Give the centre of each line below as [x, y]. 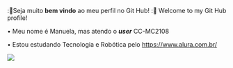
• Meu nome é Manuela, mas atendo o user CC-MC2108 [88, 31]
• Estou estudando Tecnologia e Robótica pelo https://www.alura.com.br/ [112, 44]
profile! [17, 18]
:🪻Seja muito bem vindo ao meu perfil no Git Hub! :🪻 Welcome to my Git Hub [117, 11]
